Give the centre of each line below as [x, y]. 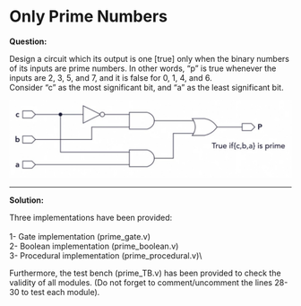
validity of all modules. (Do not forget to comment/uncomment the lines [141, 282]
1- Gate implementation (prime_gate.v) [80, 236]
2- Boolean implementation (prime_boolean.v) [94, 246]
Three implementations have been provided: [91, 217]
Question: [28, 41]
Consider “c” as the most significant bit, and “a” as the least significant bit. [146, 87]
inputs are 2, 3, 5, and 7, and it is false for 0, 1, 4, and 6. [111, 77]
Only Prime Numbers [89, 17]
